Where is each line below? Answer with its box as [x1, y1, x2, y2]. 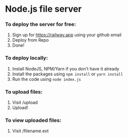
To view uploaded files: [5, 117, 62, 123]
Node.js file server [5, 3, 82, 15]
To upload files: [5, 88, 43, 95]
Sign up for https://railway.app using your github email [12, 32, 122, 38]
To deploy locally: [5, 55, 48, 62]
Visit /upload [12, 99, 38, 106]
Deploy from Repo [12, 37, 49, 43]
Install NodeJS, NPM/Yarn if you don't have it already [12, 66, 120, 71]
